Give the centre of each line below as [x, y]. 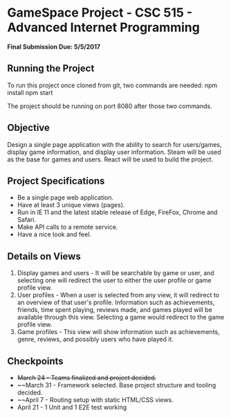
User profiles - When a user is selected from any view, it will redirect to [118, 295]
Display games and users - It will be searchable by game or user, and [115, 273]
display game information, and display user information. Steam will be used [114, 152]
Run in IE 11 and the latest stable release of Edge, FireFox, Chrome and [117, 212]
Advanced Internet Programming [104, 27]
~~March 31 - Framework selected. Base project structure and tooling [117, 385]
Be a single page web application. [65, 198]
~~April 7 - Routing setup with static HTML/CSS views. [95, 400]
